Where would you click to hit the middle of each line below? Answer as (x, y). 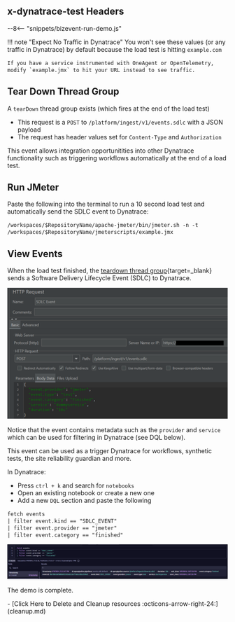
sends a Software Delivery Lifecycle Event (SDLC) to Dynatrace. (99, 278)
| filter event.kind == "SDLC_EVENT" (62, 521)
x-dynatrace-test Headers (66, 12)
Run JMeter (33, 187)
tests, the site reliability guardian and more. (69, 458)
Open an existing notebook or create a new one (86, 492)
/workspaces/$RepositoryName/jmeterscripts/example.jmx (90, 233)
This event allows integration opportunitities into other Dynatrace (101, 151)
